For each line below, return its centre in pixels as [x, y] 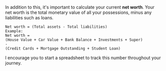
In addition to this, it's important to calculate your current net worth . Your [80, 7]
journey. [13, 63]
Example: [14, 31]
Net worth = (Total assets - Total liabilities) [56, 27]
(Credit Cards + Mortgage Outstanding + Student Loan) [63, 49]
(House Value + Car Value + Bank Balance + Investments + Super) [74, 40]
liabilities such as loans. [29, 18]
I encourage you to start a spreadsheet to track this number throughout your [83, 58]
